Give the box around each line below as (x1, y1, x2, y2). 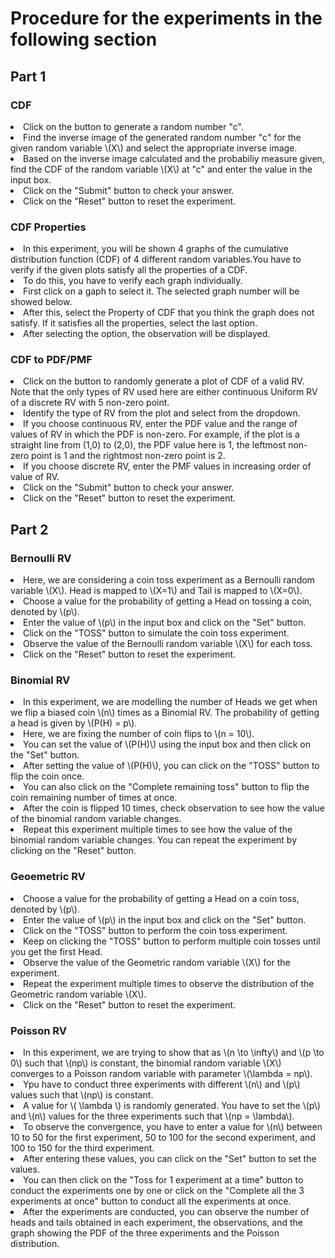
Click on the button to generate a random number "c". (23, 120, 244, 132)
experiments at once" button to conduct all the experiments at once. (10, 1195, 292, 1207)
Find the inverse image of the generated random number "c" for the (23, 131, 302, 143)
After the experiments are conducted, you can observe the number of (23, 1206, 310, 1218)
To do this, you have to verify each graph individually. (23, 275, 243, 287)
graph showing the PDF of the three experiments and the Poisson (10, 1227, 280, 1239)
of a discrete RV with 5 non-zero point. (10, 397, 170, 409)
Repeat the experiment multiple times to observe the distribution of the (23, 977, 315, 989)
